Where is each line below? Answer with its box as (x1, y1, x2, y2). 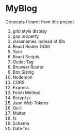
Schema (12, 120, 30, 126)
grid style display (12, 28, 47, 34)
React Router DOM (12, 43, 50, 49)
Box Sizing (12, 69, 34, 75)
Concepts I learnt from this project (5, 19, 74, 25)
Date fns (12, 125, 30, 131)
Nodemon (12, 74, 33, 80)
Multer (12, 110, 26, 116)
